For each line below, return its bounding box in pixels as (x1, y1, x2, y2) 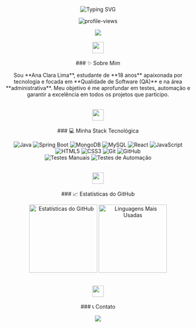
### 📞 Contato (80, 303, 116, 310)
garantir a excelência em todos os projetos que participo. (27, 91, 169, 98)
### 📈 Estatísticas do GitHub (60, 191, 136, 197)
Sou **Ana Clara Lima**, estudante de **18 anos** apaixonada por (13, 71, 183, 79)
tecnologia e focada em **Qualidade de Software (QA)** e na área (13, 78, 183, 85)
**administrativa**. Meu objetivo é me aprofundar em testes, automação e (5, 85, 191, 91)
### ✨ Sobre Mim (76, 59, 120, 67)
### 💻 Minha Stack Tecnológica (57, 127, 139, 134)
